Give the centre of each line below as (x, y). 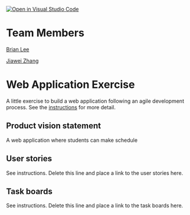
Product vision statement (54, 126)
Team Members (45, 33)
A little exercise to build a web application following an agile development (95, 101)
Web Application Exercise (71, 85)
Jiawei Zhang (22, 61)
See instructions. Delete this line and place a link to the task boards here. (95, 206)
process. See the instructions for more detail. (61, 107)
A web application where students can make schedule (72, 140)
